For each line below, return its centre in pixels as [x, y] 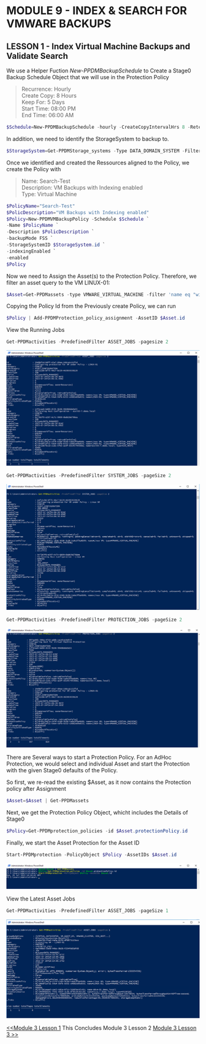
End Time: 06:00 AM [48, 115]
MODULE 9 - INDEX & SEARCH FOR [97, 11]
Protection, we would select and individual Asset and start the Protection [98, 764]
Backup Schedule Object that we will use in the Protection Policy [88, 77]
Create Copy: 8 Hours [49, 95]
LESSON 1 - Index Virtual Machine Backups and [98, 46]
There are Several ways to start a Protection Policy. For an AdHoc [89, 758]
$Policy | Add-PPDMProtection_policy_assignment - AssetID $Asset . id [96, 318]
